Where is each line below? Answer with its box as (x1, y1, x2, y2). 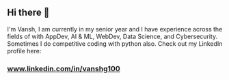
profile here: (7, 46, 42, 55)
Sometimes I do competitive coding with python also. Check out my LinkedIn (7, 39, 223, 48)
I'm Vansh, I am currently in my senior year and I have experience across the (7, 25, 223, 33)
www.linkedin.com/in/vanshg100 (7, 64, 121, 73)
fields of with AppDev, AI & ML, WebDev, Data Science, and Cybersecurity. (7, 32, 218, 40)
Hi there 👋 (7, 7, 50, 18)
